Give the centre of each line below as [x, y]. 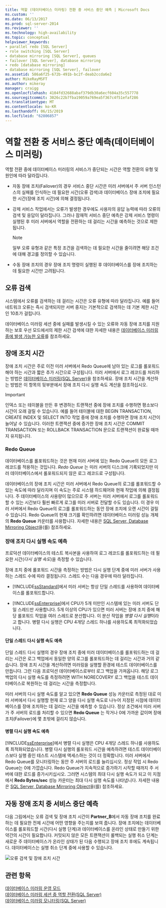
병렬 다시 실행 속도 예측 [27, 731]
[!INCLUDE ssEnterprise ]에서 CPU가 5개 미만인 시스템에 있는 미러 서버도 [83, 603]
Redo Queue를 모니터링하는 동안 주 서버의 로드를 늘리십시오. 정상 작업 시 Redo [82, 762]
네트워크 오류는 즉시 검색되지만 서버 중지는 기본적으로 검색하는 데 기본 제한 [77, 307]
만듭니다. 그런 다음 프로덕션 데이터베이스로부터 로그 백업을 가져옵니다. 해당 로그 [82, 671]
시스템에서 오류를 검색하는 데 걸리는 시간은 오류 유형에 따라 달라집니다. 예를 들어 [83, 301]
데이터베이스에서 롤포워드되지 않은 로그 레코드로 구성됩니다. [68, 473]
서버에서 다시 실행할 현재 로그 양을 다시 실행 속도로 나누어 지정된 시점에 [79, 700]
